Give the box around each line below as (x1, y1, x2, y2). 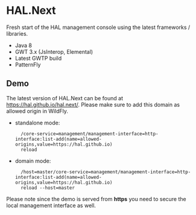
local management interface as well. (6, 202, 96, 209)
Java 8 (14, 42, 32, 49)
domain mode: (14, 157, 51, 164)
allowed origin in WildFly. (6, 107, 68, 115)
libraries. (6, 30, 28, 37)
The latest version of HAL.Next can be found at (6, 94, 124, 101)
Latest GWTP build (14, 54, 62, 62)
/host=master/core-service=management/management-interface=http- (21, 168, 191, 175)
